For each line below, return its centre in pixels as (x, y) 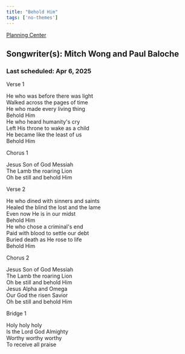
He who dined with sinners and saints (53, 201)
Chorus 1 (17, 153)
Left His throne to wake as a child (48, 129)
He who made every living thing (46, 109)
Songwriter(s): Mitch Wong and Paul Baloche (93, 54)
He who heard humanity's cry (43, 122)
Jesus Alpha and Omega (37, 289)
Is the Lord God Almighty (37, 332)
